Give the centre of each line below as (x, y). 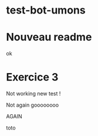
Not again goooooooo (33, 105)
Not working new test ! (33, 94)
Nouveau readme (49, 37)
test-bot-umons (46, 10)
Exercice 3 (32, 77)
